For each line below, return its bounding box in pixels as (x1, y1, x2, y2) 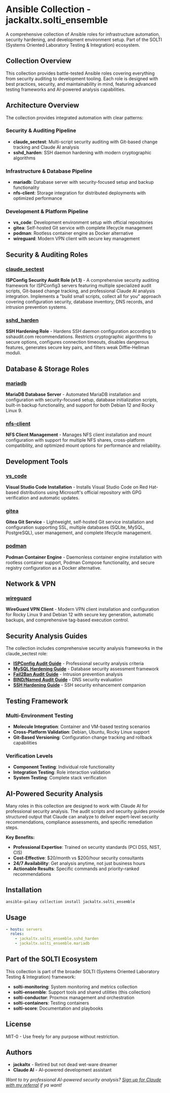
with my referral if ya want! (6, 1082, 62, 1088)
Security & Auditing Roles (6, 250, 88, 259)
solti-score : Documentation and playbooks (13, 1005, 103, 1011)
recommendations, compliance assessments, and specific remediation (6, 819, 153, 825)
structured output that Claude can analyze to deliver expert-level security (6, 814, 159, 819)
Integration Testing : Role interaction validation (13, 769, 111, 775)
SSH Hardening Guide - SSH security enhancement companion (13, 682, 146, 688)
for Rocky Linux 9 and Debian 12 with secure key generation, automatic (6, 612, 154, 618)
